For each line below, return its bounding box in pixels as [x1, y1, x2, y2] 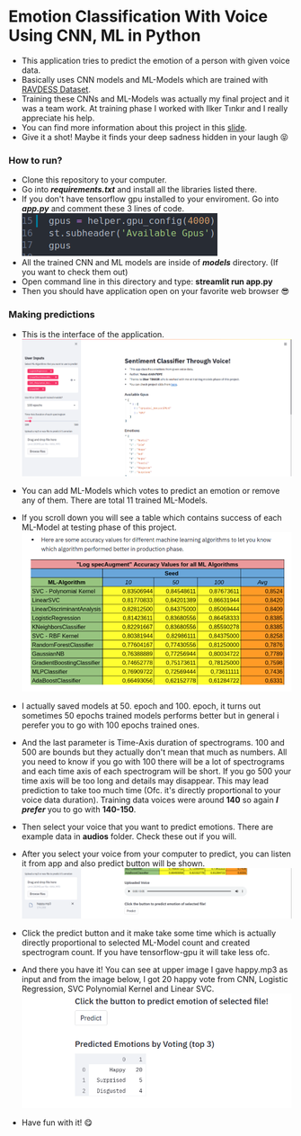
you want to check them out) [21, 267, 128, 278]
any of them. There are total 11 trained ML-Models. [21, 495, 208, 505]
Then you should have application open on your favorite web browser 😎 [21, 286, 289, 297]
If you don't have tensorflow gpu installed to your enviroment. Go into [21, 193, 279, 204]
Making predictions [8, 309, 95, 321]
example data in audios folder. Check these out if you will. [21, 831, 237, 842]
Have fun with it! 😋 [21, 1117, 93, 1128]
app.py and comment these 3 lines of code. [21, 203, 185, 214]
